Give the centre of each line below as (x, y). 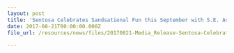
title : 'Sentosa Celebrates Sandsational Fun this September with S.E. (113, 20)
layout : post (26, 13)
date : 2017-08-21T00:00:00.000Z (54, 26)
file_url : (22, 33)
